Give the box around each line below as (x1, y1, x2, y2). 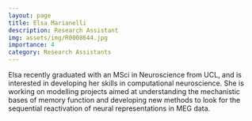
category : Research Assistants (8, 48, 112, 56)
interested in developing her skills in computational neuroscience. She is (8, 78, 244, 88)
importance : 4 (8, 41, 55, 49)
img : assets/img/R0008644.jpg (8, 33, 109, 42)
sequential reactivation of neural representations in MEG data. (8, 104, 211, 113)
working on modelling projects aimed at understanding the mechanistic (8, 87, 240, 96)
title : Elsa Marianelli (8, 19, 87, 27)
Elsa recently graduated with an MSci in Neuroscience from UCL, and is (8, 70, 242, 79)
